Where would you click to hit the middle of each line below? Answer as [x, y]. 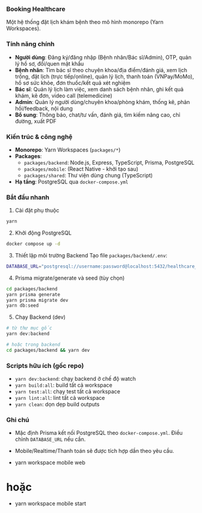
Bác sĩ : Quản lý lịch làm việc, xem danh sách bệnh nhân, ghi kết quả [99, 89]
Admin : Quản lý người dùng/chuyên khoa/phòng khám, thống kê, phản [103, 102]
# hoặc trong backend [33, 345]
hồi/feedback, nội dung [44, 108]
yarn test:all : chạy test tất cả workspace [67, 392]
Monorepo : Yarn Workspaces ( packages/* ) [68, 150]
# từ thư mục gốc [29, 328]
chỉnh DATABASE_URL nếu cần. [50, 439]
